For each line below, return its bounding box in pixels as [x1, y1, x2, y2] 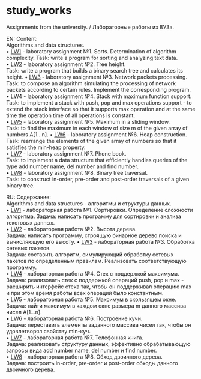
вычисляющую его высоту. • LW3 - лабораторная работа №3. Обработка [6, 238, 195, 245]
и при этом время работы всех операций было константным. [6, 289, 164, 296]
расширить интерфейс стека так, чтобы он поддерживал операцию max [6, 283, 192, 290]
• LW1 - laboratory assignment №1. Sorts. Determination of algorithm [6, 47, 177, 55]
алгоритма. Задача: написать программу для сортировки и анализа [6, 213, 181, 220]
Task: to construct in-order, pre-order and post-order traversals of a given [6, 175, 190, 183]
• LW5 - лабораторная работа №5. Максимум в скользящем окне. [6, 296, 177, 303]
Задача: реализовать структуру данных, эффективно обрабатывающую [6, 340, 191, 347]
